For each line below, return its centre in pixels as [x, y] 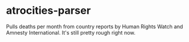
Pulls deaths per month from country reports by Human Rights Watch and [94, 26]
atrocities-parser [49, 11]
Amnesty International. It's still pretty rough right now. [71, 32]
